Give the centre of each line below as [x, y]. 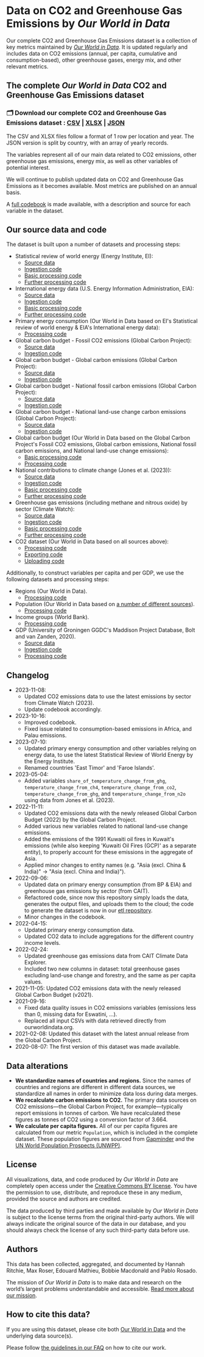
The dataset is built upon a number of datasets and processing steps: [93, 244]
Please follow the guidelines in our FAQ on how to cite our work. [86, 1347]
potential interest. [28, 167]
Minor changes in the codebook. [65, 917]
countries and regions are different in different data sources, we [95, 1087]
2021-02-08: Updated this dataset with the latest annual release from [102, 1034]
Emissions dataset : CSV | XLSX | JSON [65, 123]
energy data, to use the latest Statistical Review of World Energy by [109, 755]
